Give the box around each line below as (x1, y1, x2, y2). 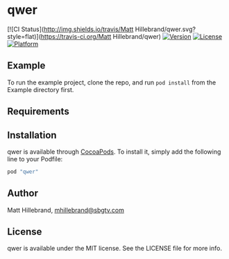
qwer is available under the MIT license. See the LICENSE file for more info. (7, 244, 222, 253)
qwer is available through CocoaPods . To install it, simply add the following (7, 148, 221, 156)
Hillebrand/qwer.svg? (135, 25, 196, 33)
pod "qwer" (7, 168, 39, 175)
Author (7, 188, 38, 199)
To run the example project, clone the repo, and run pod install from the (7, 78, 217, 87)
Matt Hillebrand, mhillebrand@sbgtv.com (7, 206, 125, 214)
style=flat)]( (7, 32, 42, 40)
